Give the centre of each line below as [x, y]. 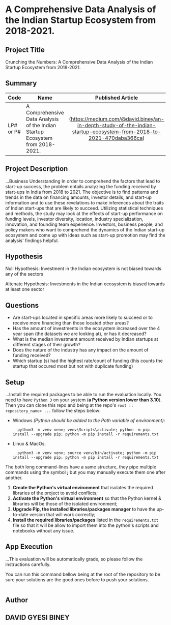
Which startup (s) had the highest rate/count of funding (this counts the [88, 361]
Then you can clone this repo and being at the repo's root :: [69, 405]
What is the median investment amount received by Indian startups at [85, 339]
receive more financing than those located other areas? [70, 323]
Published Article [117, 98]
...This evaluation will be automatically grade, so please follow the [74, 559]
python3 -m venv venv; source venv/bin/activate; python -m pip [87, 453]
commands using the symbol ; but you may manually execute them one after [85, 472]
